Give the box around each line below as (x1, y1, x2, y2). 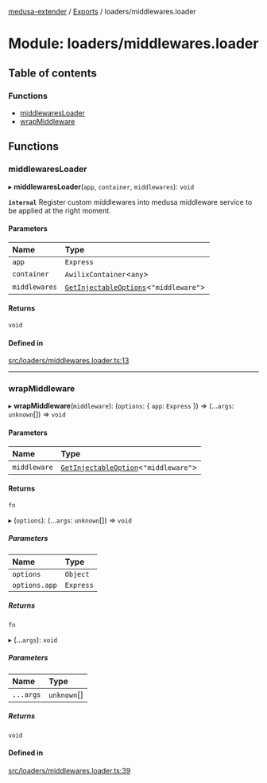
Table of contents (8, 66, 97, 80)
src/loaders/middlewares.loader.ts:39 (8, 765, 131, 775)
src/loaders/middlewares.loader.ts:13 (8, 356, 130, 366)
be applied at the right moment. (8, 206, 111, 215)
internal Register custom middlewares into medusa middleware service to (8, 197, 253, 206)
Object (64, 570, 90, 578)
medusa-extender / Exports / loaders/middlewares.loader (8, 7, 196, 16)
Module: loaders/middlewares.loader (8, 35, 259, 53)
